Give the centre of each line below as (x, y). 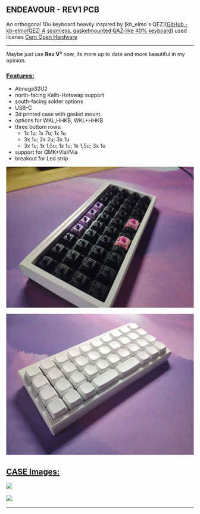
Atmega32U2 (31, 89)
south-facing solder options (49, 101)
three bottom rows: (38, 127)
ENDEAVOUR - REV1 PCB (53, 10)
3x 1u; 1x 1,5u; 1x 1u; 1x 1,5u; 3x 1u (65, 146)
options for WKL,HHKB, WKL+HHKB (59, 120)
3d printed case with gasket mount (57, 114)
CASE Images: (33, 471)
